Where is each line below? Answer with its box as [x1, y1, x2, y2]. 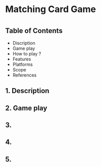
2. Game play [5, 104, 47, 112]
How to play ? [12, 50, 41, 56]
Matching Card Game [5, 4, 96, 15]
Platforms [12, 61, 33, 67]
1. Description [5, 87, 49, 95]
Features [12, 56, 31, 62]
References [12, 72, 37, 78]
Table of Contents [5, 27, 63, 35]
